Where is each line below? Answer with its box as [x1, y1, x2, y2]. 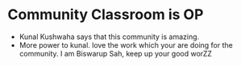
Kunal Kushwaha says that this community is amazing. [19, 32, 200, 41]
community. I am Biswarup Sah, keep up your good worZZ [19, 49, 213, 58]
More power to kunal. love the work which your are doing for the [19, 40, 233, 49]
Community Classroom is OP [7, 6, 204, 24]
